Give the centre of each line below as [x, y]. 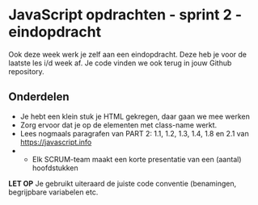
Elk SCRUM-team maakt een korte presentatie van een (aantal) [137, 159]
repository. [26, 71]
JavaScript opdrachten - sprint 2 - [125, 15]
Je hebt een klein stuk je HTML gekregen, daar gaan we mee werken [135, 116]
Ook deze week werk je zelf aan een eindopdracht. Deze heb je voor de [128, 54]
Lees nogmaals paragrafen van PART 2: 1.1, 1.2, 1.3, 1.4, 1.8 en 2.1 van [134, 133]
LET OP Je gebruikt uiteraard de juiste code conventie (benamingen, [123, 183]
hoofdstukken [55, 168]
